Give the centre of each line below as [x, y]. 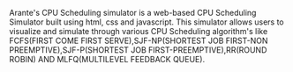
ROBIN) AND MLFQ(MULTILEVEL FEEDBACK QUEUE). [107, 59]
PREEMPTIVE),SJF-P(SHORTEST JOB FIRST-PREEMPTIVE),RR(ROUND [138, 50]
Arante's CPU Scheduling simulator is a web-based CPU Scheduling [133, 13]
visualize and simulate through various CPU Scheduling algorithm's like [139, 31]
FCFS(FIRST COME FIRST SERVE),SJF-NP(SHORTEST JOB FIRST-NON [139, 40]
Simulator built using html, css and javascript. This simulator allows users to [146, 22]
